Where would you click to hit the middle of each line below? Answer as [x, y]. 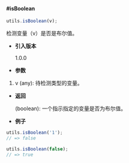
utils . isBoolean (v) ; [32, 21]
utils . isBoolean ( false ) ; [37, 149]
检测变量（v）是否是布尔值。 [42, 34]
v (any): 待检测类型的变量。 [49, 83]
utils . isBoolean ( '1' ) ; [34, 133]
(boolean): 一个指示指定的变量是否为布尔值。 [70, 108]
